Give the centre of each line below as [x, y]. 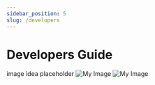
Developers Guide [60, 55]
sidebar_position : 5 [37, 14]
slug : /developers [33, 20]
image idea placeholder [40, 74]
